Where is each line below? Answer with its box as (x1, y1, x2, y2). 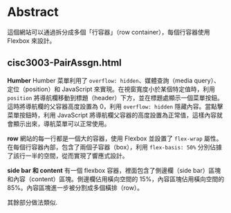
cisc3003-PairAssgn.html (7, 57, 122, 69)
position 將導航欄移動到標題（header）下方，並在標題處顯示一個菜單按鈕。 (7, 93, 223, 102)
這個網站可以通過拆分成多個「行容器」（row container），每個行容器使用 (7, 28, 210, 36)
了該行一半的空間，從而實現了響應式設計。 (7, 151, 129, 160)
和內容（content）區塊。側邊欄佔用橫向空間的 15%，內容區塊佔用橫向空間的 (7, 174, 225, 183)
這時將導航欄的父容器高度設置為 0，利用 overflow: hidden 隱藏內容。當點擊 (7, 102, 223, 111)
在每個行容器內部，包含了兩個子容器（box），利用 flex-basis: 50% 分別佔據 (7, 142, 223, 151)
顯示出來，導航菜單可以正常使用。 (12, 119, 111, 128)
